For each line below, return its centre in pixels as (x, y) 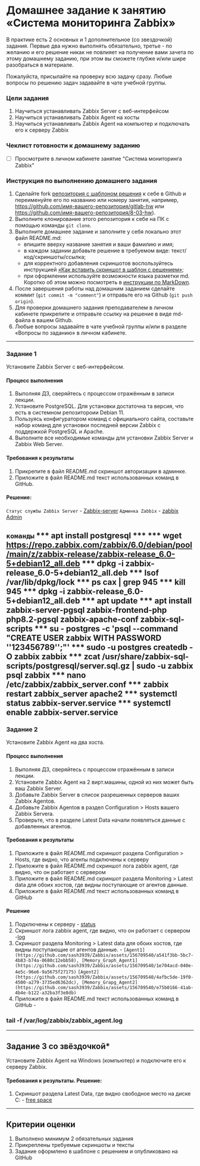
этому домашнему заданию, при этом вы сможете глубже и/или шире (96, 58)
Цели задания (28, 98)
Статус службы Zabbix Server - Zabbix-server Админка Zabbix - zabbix (92, 510)
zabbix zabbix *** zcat (57, 657)
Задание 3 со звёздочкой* (58, 1046)
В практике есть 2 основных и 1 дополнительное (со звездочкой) (89, 39)
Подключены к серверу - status (55, 924)
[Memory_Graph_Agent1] (110, 961)
